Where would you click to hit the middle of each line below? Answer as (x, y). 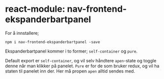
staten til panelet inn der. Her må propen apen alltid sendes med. (70, 71)
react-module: (35, 9)
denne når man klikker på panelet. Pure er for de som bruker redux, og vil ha (82, 66)
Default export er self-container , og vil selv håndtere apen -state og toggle (81, 60)
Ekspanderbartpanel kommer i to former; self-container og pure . (71, 51)
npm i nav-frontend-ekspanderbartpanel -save (52, 42)
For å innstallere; (22, 33)
